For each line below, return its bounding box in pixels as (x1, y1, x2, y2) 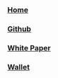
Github (7, 23, 32, 33)
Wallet (7, 62, 30, 72)
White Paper (7, 43, 51, 52)
